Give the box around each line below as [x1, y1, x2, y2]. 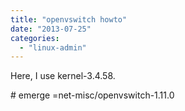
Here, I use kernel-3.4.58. [10, 70, 116, 82]
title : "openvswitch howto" [10, 14, 128, 25]
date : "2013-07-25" [10, 24, 92, 34]
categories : [10, 33, 60, 43]
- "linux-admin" [19, 42, 87, 53]
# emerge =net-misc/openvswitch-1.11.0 [10, 89, 175, 101]
